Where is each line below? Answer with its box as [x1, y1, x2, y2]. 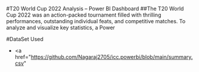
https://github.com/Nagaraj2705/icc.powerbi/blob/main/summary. [30, 54, 193, 60]
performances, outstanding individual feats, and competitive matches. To [6, 18, 186, 24]
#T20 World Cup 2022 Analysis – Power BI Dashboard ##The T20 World [6, 5, 184, 12]
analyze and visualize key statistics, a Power [6, 24, 115, 31]
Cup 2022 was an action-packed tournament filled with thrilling [6, 11, 161, 18]
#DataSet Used [6, 36, 43, 42]
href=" [14, 54, 32, 60]
